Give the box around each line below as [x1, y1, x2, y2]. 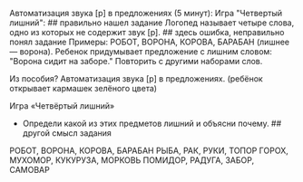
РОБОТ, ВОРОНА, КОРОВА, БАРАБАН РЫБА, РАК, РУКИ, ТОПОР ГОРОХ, [9, 145, 288, 156]
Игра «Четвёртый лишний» [9, 101, 115, 111]
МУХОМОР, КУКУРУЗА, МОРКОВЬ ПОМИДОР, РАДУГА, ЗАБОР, [9, 155, 255, 166]
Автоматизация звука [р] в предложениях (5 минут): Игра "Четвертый [9, 8, 283, 18]
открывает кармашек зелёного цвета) [9, 83, 157, 93]
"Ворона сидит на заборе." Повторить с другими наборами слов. [9, 56, 263, 66]
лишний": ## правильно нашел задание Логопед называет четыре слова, [9, 17, 295, 28]
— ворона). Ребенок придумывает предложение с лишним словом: [9, 46, 272, 57]
